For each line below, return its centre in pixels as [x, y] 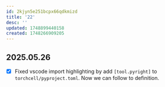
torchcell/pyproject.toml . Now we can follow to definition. [87, 78]
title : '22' [21, 17]
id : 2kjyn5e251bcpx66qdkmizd [42, 11]
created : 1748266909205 [35, 34]
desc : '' [17, 22]
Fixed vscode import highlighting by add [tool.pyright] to [86, 71]
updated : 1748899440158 [35, 28]
